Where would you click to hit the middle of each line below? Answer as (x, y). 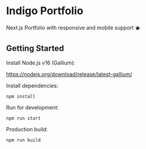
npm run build (24, 140)
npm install (21, 96)
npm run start (24, 118)
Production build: (27, 129)
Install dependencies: (32, 85)
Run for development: (33, 107)
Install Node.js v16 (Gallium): (41, 63)
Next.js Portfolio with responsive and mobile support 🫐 (73, 27)
